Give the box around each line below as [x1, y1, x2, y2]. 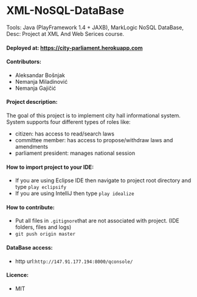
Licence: [6, 271, 29, 279]
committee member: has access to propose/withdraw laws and [15, 136, 173, 143]
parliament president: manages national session [15, 149, 136, 157]
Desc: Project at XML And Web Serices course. [6, 30, 125, 37]
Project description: [6, 98, 58, 106]
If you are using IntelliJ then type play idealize [15, 189, 135, 197]
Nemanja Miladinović [15, 78, 68, 85]
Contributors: [6, 58, 41, 66]
